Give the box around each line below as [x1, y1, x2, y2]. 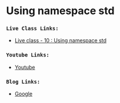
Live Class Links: [6, 25, 59, 32]
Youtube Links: [6, 52, 50, 58]
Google [14, 90, 33, 98]
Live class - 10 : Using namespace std [14, 37, 107, 44]
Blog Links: [6, 78, 41, 85]
